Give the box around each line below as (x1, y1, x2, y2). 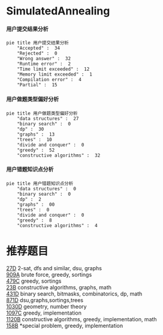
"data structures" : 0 (17, 186, 77, 192)
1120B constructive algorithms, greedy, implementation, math (6, 315, 157, 322)
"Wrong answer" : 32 (17, 56, 71, 62)
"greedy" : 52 (17, 147, 55, 153)
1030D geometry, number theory (6, 303, 87, 310)
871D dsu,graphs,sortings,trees (6, 296, 84, 304)
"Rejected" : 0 (17, 50, 58, 56)
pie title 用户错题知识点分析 (6, 180, 74, 187)
